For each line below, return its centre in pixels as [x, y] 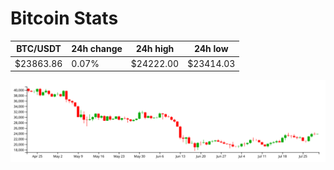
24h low [211, 49]
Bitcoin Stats [64, 18]
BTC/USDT [39, 49]
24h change [97, 49]
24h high [155, 49]
